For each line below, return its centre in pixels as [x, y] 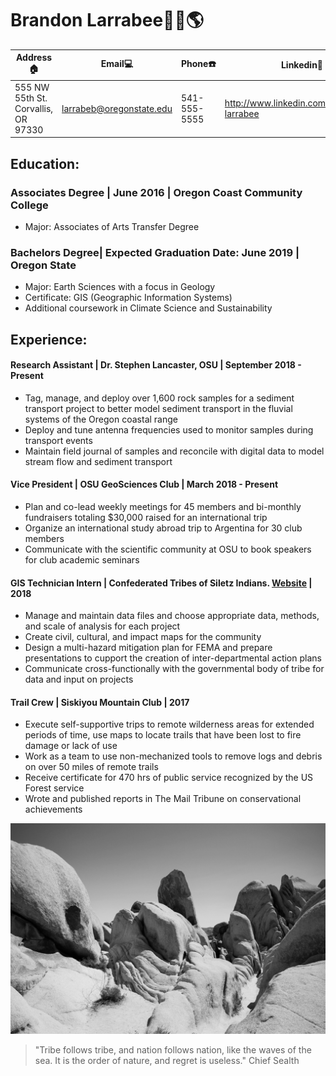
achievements [53, 809]
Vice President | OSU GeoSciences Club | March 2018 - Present [144, 484]
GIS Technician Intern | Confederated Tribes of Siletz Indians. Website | [161, 583]
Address [34, 58]
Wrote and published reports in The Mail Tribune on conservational [163, 799]
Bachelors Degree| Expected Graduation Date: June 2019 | [155, 252]
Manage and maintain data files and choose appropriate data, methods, [172, 616]
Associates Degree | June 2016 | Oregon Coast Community [156, 192]
